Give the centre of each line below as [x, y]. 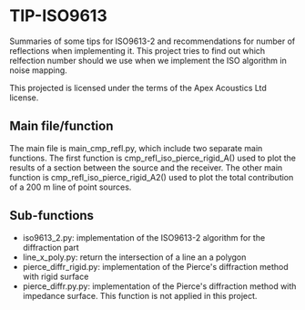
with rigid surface [56, 276]
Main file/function [61, 126]
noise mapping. [39, 70]
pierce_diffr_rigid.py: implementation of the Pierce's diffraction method [155, 266]
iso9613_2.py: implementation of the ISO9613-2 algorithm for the [144, 237]
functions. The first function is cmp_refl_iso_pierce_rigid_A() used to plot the [152, 158]
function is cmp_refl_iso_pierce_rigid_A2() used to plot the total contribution [152, 177]
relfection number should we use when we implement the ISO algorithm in [148, 60]
